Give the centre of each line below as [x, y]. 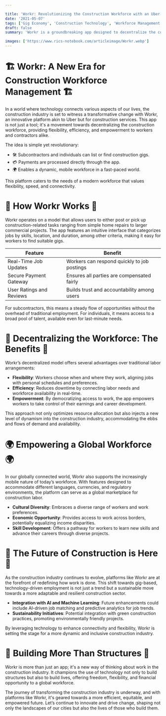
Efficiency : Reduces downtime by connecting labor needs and [76, 388]
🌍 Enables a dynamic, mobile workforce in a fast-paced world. [76, 169]
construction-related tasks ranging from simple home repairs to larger [76, 225]
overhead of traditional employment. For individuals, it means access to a [80, 313]
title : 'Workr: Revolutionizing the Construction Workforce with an [77, 14]
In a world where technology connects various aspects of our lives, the [77, 109]
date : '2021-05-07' [25, 19]
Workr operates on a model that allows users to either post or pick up [76, 220]
